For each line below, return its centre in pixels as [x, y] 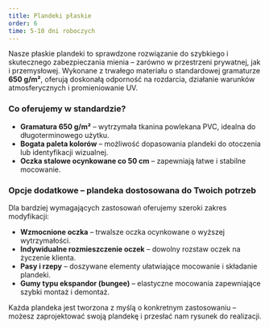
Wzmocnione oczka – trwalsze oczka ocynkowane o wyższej [122, 231]
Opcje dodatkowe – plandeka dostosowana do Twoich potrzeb [132, 190]
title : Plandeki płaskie [50, 16]
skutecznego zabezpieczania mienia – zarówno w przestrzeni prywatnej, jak [134, 62]
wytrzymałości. [45, 240]
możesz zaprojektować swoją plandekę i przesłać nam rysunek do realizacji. [135, 316]
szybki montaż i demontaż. [65, 292]
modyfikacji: [29, 216]
